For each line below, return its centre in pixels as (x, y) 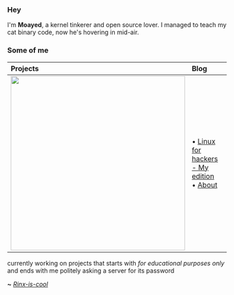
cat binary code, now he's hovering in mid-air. (73, 32)
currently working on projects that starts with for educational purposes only (116, 263)
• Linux (204, 141)
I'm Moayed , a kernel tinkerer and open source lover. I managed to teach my (117, 25)
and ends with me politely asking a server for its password (91, 271)
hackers (205, 158)
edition (203, 176)
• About (205, 185)
